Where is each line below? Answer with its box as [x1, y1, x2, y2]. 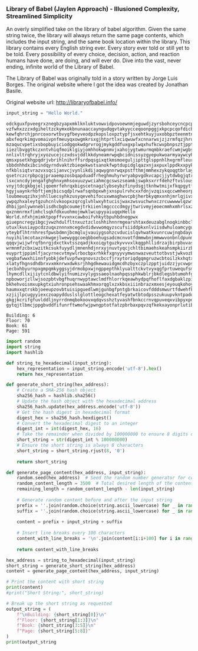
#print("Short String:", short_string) [6, 590, 104, 596]
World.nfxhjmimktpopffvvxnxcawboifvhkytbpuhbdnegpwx [6, 214, 138, 220]
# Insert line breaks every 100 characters [16, 530, 126, 536]
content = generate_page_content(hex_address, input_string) [6, 568, 160, 574]
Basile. [6, 88, 22, 95]
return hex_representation [16, 371, 83, 377]
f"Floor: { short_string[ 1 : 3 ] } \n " [16, 617, 99, 623]
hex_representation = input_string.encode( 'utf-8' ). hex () [16, 366, 162, 372]
